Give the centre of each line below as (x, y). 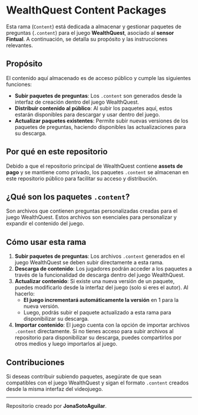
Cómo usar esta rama (46, 242)
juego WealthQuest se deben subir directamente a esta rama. (89, 263)
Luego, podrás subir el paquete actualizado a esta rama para (97, 313)
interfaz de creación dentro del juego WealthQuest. (77, 102)
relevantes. (20, 45)
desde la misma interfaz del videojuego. (55, 389)
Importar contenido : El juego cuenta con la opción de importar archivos (102, 325)
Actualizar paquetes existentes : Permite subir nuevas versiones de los (101, 121)
